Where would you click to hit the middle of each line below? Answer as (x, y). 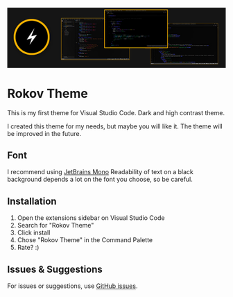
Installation (32, 201)
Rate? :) (28, 248)
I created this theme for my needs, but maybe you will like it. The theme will (115, 126)
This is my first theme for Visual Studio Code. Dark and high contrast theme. (116, 112)
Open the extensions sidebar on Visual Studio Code (91, 218)
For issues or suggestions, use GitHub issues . (72, 286)
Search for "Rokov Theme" (55, 226)
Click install (34, 232)
